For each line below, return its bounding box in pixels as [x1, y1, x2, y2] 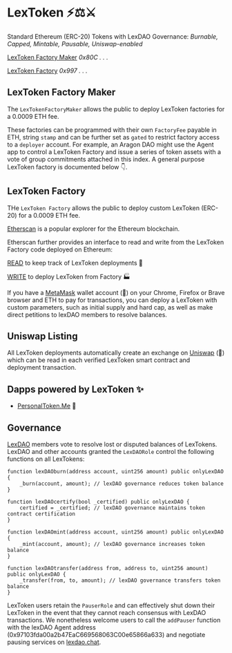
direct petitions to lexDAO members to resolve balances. [7, 310, 168, 319]
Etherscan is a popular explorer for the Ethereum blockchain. [7, 225, 180, 233]
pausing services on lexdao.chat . [7, 638, 101, 646]
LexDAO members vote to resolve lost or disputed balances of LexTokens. [7, 440, 217, 448]
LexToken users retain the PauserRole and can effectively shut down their [7, 601, 215, 609]
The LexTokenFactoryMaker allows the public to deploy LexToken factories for [7, 104, 225, 113]
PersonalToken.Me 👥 [17, 401, 77, 410]
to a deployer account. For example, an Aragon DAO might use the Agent [7, 140, 214, 149]
